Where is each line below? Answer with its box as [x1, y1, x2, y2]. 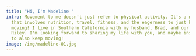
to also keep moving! [11, 36, 64, 41]
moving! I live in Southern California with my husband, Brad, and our [11, 24, 190, 31]
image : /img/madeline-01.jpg [6, 41, 77, 47]
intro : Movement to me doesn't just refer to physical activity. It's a [6, 14, 187, 20]
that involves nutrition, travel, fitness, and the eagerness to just [11, 19, 187, 25]
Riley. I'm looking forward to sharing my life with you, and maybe [11, 30, 181, 36]
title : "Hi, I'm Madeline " [6, 8, 75, 15]
